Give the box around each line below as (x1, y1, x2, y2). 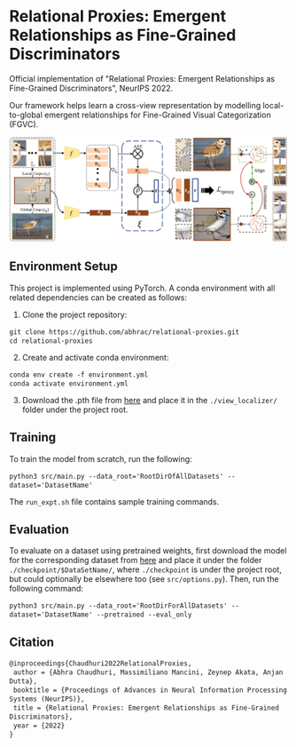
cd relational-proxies (9, 336, 93, 346)
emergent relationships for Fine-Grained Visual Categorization (43, 109, 272, 120)
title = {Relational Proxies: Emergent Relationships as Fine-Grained (12, 703, 279, 712)
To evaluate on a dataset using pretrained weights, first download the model (9, 545, 287, 556)
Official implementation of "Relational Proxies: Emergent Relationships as (9, 73, 276, 83)
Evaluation (9, 521, 69, 536)
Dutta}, (9, 677, 38, 686)
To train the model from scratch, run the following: (9, 453, 192, 464)
